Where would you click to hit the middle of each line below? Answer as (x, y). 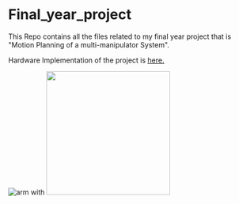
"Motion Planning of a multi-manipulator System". (89, 44)
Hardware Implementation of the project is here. (86, 60)
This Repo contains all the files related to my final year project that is (120, 36)
